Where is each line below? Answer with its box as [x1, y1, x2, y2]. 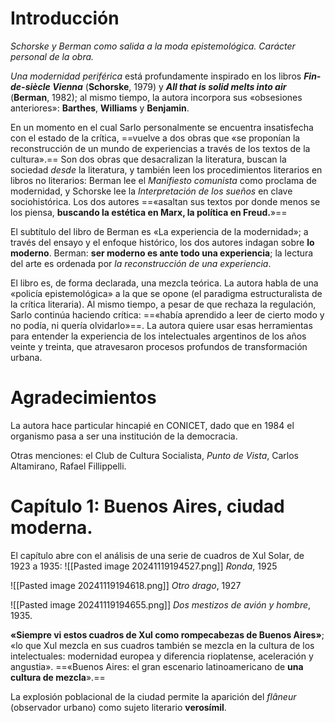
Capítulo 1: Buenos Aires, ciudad [10, 495, 285, 518]
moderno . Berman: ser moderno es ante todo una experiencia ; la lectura [10, 247, 314, 259]
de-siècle [10, 80, 51, 92]
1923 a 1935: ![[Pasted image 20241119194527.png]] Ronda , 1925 [10, 560, 278, 572]
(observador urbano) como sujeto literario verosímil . [10, 701, 227, 713]
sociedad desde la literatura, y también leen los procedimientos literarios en [10, 163, 323, 176]
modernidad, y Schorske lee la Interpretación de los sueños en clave [10, 185, 293, 197]
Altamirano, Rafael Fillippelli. [10, 460, 127, 472]
